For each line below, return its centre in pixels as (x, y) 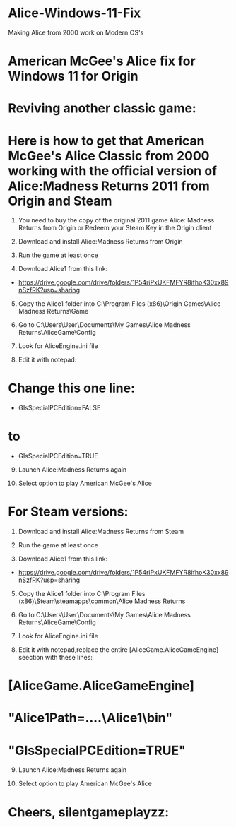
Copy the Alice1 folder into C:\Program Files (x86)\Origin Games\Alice (119, 304)
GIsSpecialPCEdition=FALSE (59, 408)
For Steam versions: (68, 512)
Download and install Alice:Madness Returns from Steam (101, 532)
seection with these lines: (55, 658)
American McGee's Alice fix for (102, 61)
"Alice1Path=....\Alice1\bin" (90, 718)
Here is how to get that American (106, 141)
